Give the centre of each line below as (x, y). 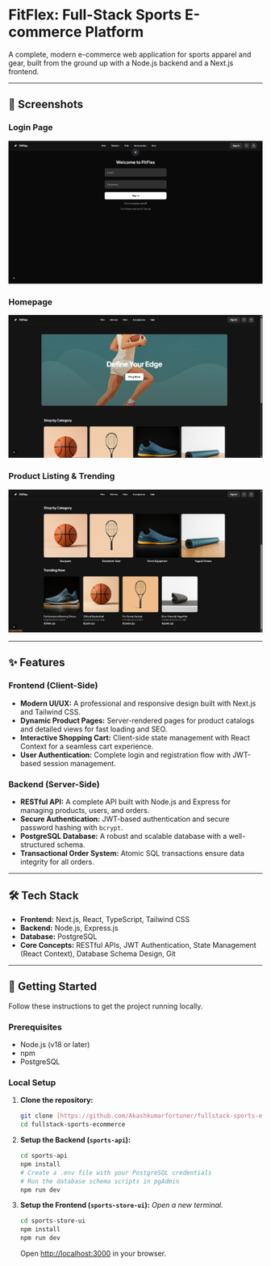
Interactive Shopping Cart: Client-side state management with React (135, 737)
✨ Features (37, 662)
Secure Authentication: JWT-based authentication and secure (125, 819)
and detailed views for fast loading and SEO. (94, 729)
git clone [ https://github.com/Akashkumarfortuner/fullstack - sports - (140, 1116)
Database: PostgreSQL (58, 936)
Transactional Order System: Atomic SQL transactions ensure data (132, 853)
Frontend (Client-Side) (53, 685)
